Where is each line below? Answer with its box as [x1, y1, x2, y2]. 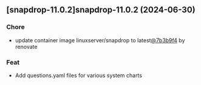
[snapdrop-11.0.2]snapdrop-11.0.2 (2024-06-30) [6, 5, 196, 15]
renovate [15, 43, 38, 50]
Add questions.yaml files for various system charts [15, 72, 143, 79]
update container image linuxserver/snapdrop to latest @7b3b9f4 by [15, 36, 185, 44]
